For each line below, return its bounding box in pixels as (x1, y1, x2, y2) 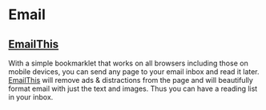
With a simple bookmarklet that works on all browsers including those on (8, 58, 248, 68)
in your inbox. (8, 92, 54, 101)
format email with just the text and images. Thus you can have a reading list (8, 84, 258, 93)
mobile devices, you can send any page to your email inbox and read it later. (8, 67, 260, 77)
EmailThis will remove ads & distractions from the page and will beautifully (8, 76, 254, 84)
